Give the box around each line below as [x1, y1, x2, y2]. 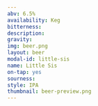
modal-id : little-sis [7, 56, 70, 63]
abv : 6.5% [7, 10, 36, 17]
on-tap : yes [7, 68, 42, 75]
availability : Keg [7, 17, 60, 24]
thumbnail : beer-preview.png [7, 88, 92, 95]
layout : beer [7, 50, 45, 56]
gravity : [7, 36, 33, 43]
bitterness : [7, 23, 42, 30]
